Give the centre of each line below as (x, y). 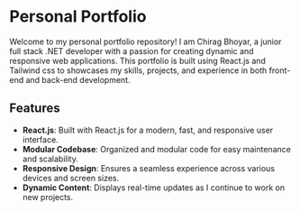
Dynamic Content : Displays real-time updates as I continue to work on (154, 188)
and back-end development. (78, 79)
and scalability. (50, 159)
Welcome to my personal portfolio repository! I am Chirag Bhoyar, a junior (145, 41)
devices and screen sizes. (71, 178)
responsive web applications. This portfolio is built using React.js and (137, 60)
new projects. (48, 197)
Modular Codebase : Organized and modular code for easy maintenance (156, 149)
